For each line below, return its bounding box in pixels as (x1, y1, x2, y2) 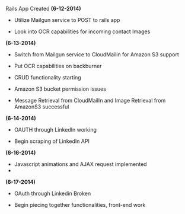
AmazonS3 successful (14, 103, 69, 110)
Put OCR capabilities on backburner (14, 62, 102, 69)
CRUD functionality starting (14, 74, 81, 81)
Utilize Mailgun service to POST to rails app (14, 17, 120, 23)
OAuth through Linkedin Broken (14, 190, 91, 197)
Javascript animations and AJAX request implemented (14, 161, 147, 168)
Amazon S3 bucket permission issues (14, 85, 106, 92)
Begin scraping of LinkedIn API (14, 138, 90, 145)
